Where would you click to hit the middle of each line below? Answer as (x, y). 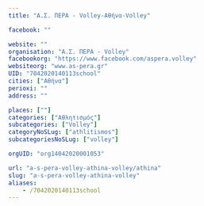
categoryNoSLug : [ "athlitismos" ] (64, 132)
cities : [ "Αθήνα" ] (38, 81)
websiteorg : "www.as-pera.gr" (58, 67)
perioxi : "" (28, 88)
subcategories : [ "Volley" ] (53, 125)
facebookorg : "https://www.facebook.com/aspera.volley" (102, 59)
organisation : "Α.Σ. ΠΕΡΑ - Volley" (69, 51)
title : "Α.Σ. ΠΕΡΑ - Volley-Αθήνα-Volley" (79, 15)
